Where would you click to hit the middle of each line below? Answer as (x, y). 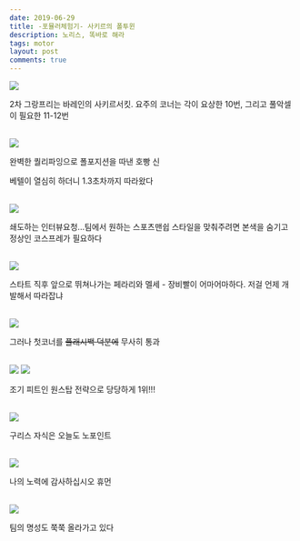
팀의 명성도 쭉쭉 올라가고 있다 (62, 527)
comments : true (38, 60)
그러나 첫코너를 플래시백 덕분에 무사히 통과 (85, 341)
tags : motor (32, 43)
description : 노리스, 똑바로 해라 (67, 35)
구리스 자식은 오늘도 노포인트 (60, 436)
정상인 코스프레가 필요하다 (56, 238)
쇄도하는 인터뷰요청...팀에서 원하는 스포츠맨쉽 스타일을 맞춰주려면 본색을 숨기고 (149, 227)
